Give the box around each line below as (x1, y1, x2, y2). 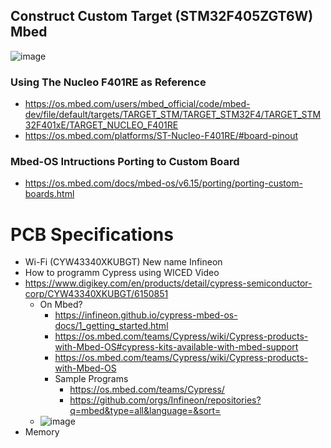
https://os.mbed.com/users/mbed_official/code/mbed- (24, 98, 251, 110)
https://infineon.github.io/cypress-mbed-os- (54, 309, 238, 321)
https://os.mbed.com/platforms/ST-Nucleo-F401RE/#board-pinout (24, 130, 299, 142)
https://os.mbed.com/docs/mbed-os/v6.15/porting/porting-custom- (24, 177, 303, 189)
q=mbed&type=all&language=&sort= (69, 405, 222, 417)
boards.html (24, 188, 75, 200)
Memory (24, 426, 60, 438)
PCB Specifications (10, 223, 174, 246)
